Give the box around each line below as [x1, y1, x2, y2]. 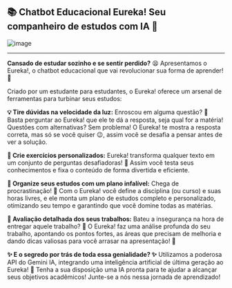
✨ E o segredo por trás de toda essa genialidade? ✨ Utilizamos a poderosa [7, 250, 222, 258]
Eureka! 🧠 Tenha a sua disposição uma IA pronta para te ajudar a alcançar [7, 265, 217, 273]
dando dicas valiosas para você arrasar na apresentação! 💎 [7, 237, 176, 245]
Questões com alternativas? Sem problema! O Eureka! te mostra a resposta [7, 123, 221, 131]
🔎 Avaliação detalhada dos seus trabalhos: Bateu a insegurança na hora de [7, 215, 224, 223]
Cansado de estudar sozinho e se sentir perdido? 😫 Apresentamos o [7, 59, 207, 67]
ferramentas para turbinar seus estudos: [7, 94, 122, 102]
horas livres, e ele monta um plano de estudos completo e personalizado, [7, 194, 216, 202]
